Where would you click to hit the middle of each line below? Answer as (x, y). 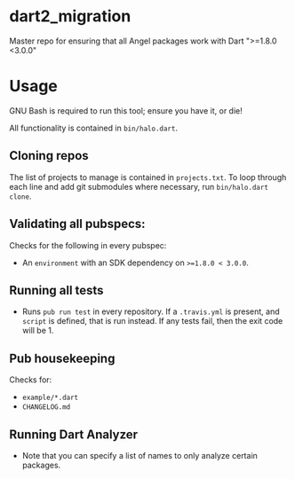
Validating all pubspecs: (77, 224)
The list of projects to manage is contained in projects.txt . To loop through (148, 177)
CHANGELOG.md (46, 407)
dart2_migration (70, 16)
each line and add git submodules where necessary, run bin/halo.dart (139, 186)
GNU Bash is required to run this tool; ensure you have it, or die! (126, 110)
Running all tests (56, 290)
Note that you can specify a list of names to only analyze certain (140, 455)
